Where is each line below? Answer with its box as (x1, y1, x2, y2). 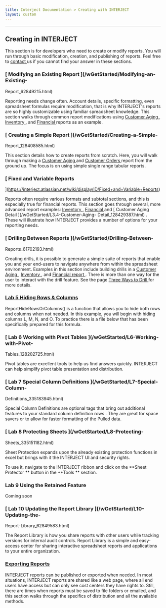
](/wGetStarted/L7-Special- (90, 379, 158, 386)
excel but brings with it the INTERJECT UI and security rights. (5, 454, 130, 460)
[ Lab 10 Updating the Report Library (5, 505, 94, 512)
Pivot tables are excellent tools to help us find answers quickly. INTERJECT (5, 361, 158, 367)
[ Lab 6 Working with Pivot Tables (5, 333, 87, 340)
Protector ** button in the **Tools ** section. (5, 469, 97, 475)
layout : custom (5, 12, 37, 17)
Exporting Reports (5, 560, 50, 567)
